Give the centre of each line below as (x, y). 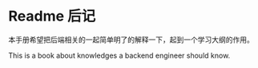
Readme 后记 (52, 16)
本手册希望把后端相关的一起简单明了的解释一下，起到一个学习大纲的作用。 (131, 40)
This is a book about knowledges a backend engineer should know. (119, 55)
